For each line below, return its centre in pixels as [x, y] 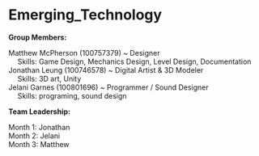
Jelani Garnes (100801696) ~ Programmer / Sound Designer [108, 87]
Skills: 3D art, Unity [49, 78]
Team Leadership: [40, 112]
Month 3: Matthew [39, 144]
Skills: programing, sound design [72, 95]
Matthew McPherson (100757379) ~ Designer [84, 53]
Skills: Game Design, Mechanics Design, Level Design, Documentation [134, 61]
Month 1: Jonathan [39, 127]
